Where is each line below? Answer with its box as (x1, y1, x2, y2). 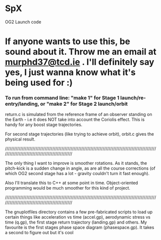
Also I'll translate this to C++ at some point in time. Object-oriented (5, 180, 138, 186)
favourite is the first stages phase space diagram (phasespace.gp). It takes (5, 224, 155, 230)
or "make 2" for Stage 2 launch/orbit (40, 100, 128, 107)
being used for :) (5, 77, 73, 88)
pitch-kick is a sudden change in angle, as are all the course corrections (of (5, 165, 156, 171)
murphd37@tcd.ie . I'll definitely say (5, 57, 155, 68)
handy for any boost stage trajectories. (5, 122, 83, 128)
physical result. (5, 136, 35, 142)
